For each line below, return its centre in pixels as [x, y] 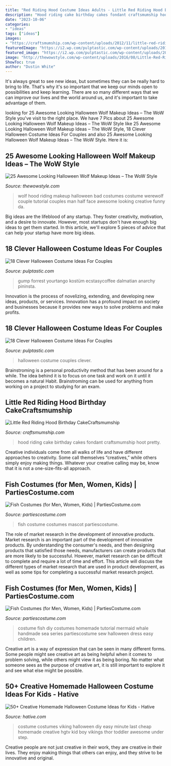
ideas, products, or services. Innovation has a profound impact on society [83, 302]
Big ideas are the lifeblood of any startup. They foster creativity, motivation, [84, 216]
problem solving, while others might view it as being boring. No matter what [85, 660]
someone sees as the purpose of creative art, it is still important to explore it [85, 665]
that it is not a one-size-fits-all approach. [48, 469]
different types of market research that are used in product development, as [85, 567]
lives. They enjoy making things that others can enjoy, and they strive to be [84, 752]
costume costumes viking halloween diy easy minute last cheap [84, 726]
